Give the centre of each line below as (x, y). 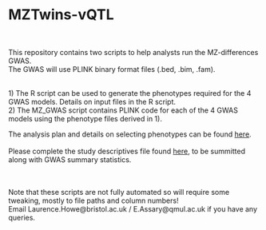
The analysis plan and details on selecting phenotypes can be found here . (130, 134)
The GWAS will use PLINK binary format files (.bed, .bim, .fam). (112, 69)
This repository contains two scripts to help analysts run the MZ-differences (133, 52)
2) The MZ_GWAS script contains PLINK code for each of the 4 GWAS (123, 110)
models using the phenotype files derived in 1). (85, 118)
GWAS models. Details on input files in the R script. (92, 101)
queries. (22, 217)
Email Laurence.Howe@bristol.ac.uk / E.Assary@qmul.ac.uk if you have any (133, 208)
